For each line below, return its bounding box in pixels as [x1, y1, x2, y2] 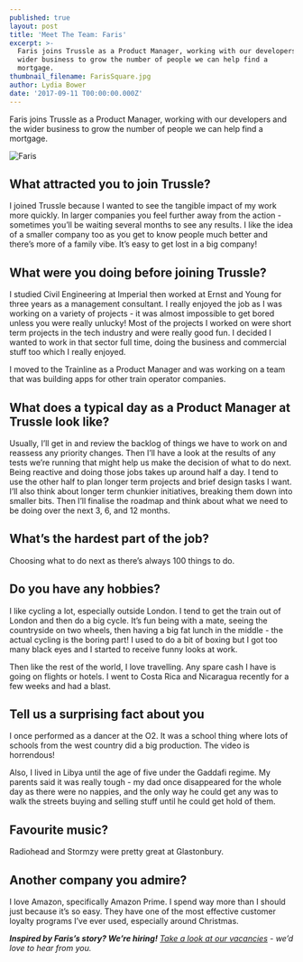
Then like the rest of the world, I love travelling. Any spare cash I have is [9, 661, 277, 672]
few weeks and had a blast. [9, 680, 111, 691]
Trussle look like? [9, 414, 110, 429]
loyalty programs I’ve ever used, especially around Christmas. [9, 916, 239, 926]
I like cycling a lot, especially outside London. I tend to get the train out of [9, 605, 281, 616]
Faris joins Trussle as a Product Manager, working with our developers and [9, 114, 287, 125]
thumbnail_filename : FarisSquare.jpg [9, 72, 151, 81]
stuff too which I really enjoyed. [9, 347, 126, 358]
